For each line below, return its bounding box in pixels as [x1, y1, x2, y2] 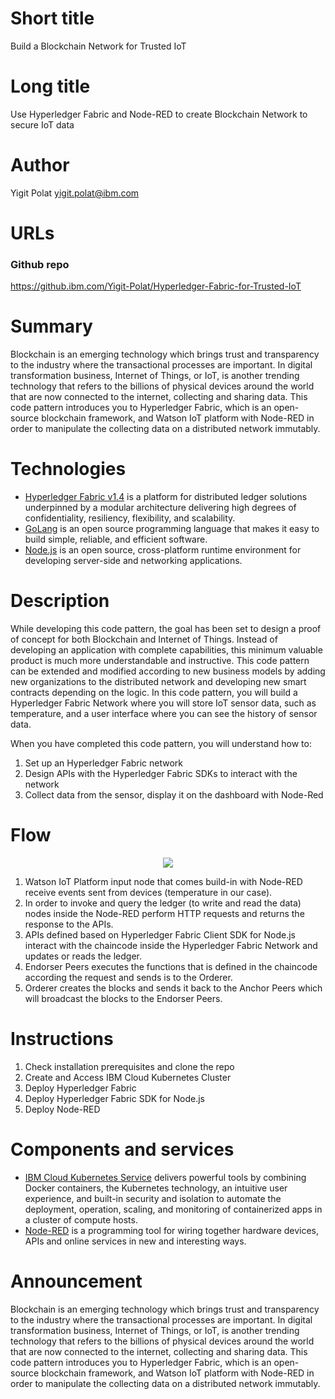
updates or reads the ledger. [24, 950, 142, 962]
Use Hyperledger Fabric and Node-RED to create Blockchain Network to [10, 108, 308, 120]
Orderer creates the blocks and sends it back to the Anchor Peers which [24, 982, 323, 994]
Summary [10, 315, 93, 338]
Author [10, 154, 70, 177]
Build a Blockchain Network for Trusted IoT [10, 40, 187, 52]
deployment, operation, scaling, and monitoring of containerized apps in [24, 1203, 323, 1215]
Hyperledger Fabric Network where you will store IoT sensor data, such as [10, 697, 317, 709]
